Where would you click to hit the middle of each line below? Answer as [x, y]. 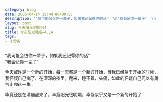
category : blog [20, 9]
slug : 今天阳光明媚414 [26, 28]
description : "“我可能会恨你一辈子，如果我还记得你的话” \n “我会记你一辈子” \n [81, 18]
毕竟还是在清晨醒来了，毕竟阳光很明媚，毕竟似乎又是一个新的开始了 [73, 94]
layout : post [18, 23]
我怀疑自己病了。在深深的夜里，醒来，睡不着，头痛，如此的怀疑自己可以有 [80, 78]
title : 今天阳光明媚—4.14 [29, 32]
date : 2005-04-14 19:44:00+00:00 [39, 14]
